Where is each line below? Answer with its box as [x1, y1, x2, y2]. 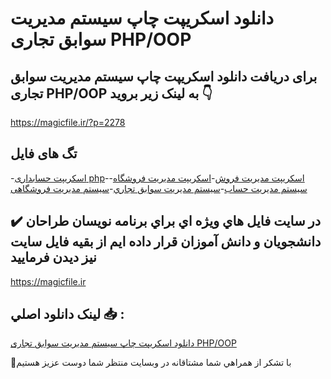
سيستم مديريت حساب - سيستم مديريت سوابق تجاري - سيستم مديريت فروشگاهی [10, 182, 308, 194]
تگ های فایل [10, 145, 78, 162]
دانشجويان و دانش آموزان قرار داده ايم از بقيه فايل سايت [10, 233, 322, 251]
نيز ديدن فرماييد [10, 249, 97, 266]
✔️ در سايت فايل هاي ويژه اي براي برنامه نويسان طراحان [10, 213, 322, 230]
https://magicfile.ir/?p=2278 [10, 117, 126, 128]
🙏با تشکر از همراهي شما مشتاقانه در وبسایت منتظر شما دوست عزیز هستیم [10, 357, 292, 369]
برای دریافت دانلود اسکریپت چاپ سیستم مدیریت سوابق [10, 68, 318, 85]
